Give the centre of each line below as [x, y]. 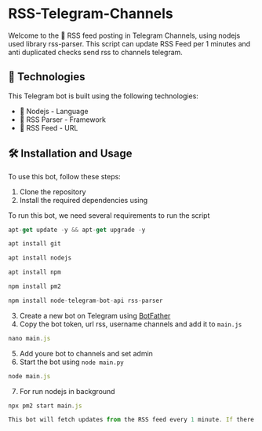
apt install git [35, 244]
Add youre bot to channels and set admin [86, 353]
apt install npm [35, 272]
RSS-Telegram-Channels [91, 14]
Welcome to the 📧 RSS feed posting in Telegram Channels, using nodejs [124, 35]
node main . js [29, 376]
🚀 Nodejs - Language [54, 111]
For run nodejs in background [67, 391]
